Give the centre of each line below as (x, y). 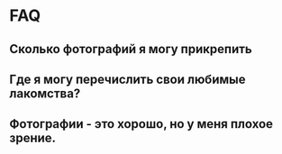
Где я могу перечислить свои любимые (127, 79)
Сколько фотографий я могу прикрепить (131, 49)
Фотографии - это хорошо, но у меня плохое (141, 124)
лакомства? (45, 93)
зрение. (33, 138)
